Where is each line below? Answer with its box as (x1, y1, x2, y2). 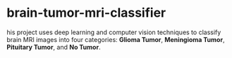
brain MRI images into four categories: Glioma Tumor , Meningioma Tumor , (6, 35, 225, 43)
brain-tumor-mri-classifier (6, 5, 166, 21)
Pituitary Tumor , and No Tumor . (6, 43, 101, 51)
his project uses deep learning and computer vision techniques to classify (6, 28, 221, 36)
